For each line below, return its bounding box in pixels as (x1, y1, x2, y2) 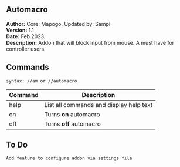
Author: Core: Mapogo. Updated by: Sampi (6, 20, 110, 27)
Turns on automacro (44, 110, 100, 118)
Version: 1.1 (6, 26, 34, 34)
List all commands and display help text (44, 101, 153, 109)
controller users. (6, 45, 46, 52)
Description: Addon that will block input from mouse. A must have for (6, 39, 175, 46)
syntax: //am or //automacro (6, 78, 77, 84)
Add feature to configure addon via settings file (6, 155, 133, 161)
